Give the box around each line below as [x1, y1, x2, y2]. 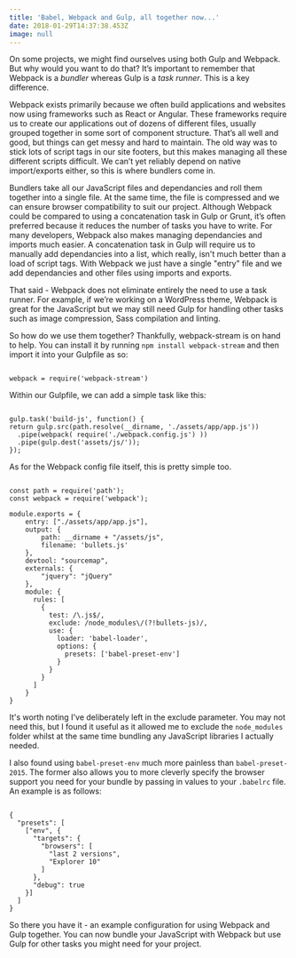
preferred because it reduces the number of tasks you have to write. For [9, 220, 273, 231]
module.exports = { [9, 510, 82, 519]
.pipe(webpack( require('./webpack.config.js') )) [17, 430, 208, 440]
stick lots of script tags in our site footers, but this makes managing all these [9, 147, 288, 157]
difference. [9, 82, 50, 93]
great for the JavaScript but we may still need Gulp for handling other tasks [9, 304, 284, 315]
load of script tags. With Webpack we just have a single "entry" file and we [9, 259, 283, 269]
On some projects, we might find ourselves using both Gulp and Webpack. [9, 54, 281, 65]
